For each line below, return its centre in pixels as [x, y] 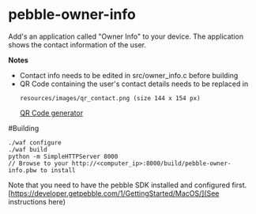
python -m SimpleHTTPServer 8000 [63, 156]
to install [58, 170]
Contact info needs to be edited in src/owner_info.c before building [129, 75]
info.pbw [23, 170]
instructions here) [37, 201]
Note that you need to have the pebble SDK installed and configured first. [128, 185]
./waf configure [35, 143]
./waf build [28, 149]
